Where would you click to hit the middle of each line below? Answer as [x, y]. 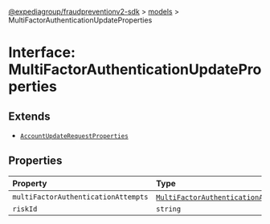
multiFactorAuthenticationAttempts [80, 197]
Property [30, 183]
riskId [25, 209]
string [169, 209]
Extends [29, 116]
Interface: [42, 53]
